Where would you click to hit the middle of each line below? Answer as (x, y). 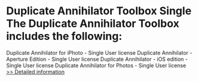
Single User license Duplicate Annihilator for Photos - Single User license (96, 65)
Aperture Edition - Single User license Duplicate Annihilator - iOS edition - (97, 59)
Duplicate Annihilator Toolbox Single (99, 11)
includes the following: (64, 36)
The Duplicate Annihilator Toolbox (93, 24)
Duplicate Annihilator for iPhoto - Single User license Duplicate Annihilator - (99, 52)
